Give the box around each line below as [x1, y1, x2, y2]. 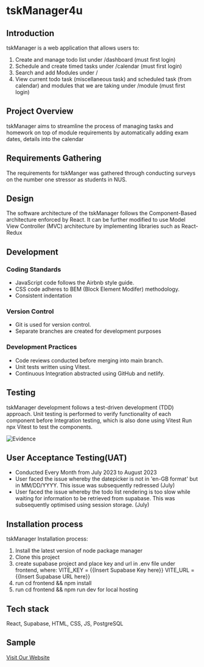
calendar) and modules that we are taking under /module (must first [15, 82, 186, 89]
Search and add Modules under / [15, 69, 99, 76]
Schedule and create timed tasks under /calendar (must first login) [15, 62, 183, 70]
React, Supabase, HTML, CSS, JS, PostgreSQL [6, 619, 124, 627]
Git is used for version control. [15, 321, 91, 329]
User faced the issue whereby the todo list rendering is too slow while [15, 488, 191, 495]
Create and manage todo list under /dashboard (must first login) [15, 56, 176, 63]
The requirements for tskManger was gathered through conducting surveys [6, 169, 196, 177]
